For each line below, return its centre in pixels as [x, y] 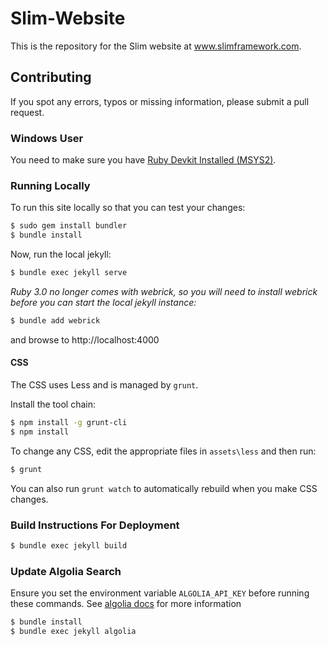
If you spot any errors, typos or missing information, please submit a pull [160, 101]
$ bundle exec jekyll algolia [73, 632]
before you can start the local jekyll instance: [103, 302]
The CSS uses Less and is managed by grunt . [104, 385]
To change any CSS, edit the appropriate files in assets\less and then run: [163, 451]
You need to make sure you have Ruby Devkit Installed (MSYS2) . [143, 160]
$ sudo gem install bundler [69, 226]
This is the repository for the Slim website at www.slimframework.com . [156, 46]
